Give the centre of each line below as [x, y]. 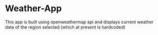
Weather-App [34, 9]
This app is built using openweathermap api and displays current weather [79, 22]
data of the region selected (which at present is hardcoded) [65, 27]
